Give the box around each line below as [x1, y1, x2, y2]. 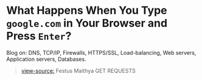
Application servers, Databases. [6, 55, 86, 63]
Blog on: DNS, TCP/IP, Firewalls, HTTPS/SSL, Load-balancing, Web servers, [6, 49, 197, 56]
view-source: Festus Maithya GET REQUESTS [21, 67, 136, 74]
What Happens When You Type [6, 4, 167, 17]
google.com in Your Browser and [6, 16, 168, 30]
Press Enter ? [6, 29, 72, 43]
